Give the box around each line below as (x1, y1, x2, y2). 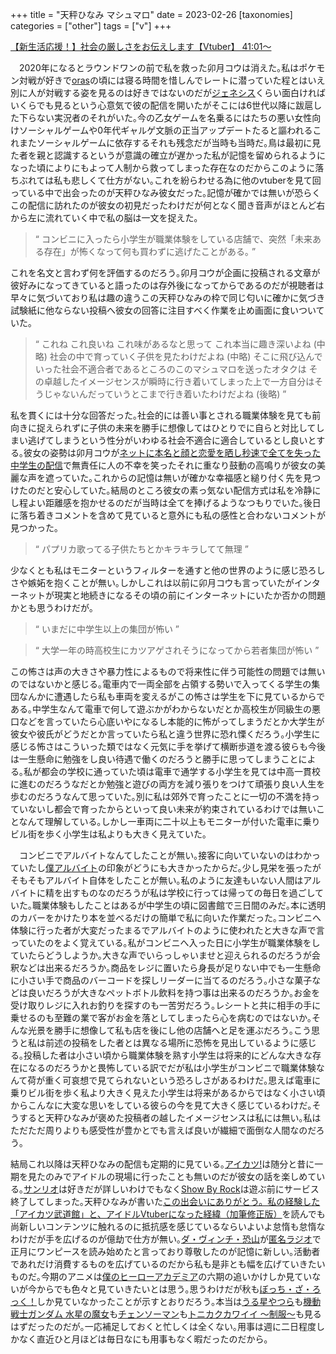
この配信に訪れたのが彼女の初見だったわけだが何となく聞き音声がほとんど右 (10, 199, 326, 211)
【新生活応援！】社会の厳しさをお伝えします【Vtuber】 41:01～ (10, 41, 272, 52)
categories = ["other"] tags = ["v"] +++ (10, 20, 172, 32)
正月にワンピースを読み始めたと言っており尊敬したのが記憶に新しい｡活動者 (10, 1246, 321, 1257)
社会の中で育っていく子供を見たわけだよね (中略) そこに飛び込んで (49, 351, 323, 362)
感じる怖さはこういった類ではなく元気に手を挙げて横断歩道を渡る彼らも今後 (10, 741, 326, 752)
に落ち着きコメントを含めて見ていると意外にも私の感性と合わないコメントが (10, 509, 326, 521)
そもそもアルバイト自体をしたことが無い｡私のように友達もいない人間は (10, 874, 304, 886)
